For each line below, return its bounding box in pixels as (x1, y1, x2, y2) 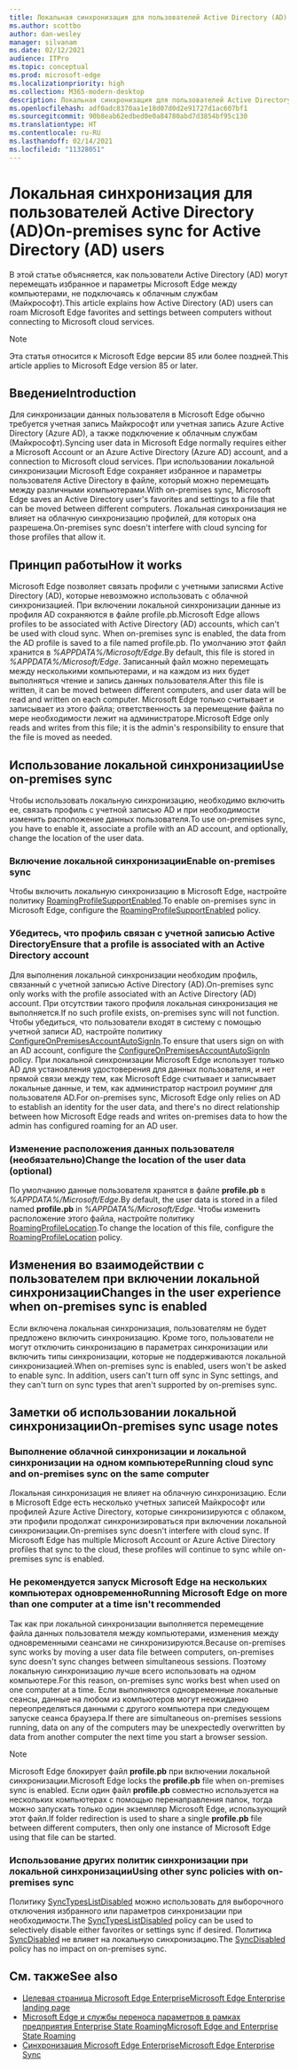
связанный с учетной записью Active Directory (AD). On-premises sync (9, 979, 274, 989)
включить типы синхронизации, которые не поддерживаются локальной (9, 1350, 286, 1362)
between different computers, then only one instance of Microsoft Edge (9, 1822, 271, 1833)
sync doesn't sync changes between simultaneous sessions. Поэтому (9, 1656, 267, 1666)
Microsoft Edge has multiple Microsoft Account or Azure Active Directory (9, 1535, 276, 1546)
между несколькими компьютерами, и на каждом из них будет (9, 666, 250, 677)
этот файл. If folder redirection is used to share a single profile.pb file (9, 1813, 263, 1823)
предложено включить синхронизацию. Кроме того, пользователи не (9, 1332, 275, 1342)
